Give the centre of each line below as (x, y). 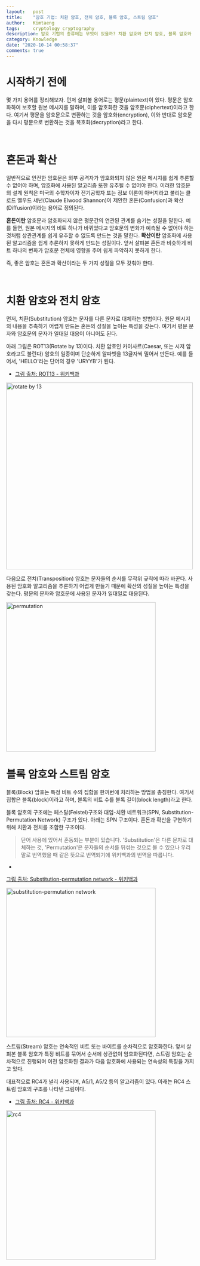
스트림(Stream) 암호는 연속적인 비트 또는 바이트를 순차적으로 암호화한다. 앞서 (96, 1046)
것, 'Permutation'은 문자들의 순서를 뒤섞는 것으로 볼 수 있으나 (108, 847)
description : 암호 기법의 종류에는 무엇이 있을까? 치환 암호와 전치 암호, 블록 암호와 (99, 34)
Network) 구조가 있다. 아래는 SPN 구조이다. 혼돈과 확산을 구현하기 (115, 820)
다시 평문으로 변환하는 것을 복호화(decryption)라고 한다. (78, 122)
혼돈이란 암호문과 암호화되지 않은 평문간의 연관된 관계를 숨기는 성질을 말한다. (96, 220)
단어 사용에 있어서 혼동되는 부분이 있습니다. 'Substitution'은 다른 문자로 (104, 839)
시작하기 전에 (36, 82)
